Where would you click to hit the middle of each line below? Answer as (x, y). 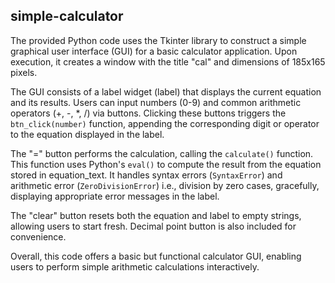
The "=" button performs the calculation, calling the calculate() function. (162, 153)
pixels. (24, 72)
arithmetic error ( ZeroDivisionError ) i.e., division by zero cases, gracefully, (165, 185)
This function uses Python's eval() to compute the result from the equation (166, 164)
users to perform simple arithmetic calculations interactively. (135, 266)
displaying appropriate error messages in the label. (115, 196)
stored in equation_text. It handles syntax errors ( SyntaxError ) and (146, 175)
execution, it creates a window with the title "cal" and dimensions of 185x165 (168, 61)
